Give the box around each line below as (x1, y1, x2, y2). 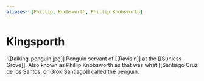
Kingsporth (6, 34, 65, 48)
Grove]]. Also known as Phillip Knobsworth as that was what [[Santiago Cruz (6, 61, 199, 68)
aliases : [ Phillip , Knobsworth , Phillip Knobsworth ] (6, 8, 143, 15)
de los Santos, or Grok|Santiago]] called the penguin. (6, 68, 139, 75)
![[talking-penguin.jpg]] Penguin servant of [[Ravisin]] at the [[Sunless (6, 55, 182, 62)
